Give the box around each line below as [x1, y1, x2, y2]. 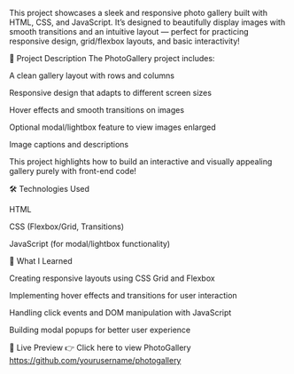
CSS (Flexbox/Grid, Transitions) [9, 221, 125, 232]
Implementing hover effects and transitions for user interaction [9, 290, 237, 300]
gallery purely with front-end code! [9, 166, 137, 176]
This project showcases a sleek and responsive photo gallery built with [9, 8, 268, 18]
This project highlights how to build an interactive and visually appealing [9, 156, 273, 167]
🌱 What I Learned [9, 256, 73, 266]
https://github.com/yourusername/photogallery [9, 355, 182, 365]
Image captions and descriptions [9, 139, 129, 149]
